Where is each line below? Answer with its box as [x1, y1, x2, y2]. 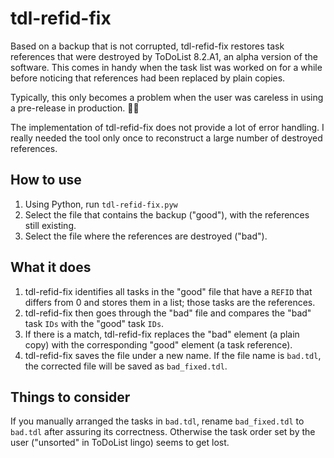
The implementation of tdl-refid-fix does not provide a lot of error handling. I [10, 121, 325, 133]
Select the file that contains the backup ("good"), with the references [24, 208, 310, 221]
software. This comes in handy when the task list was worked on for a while [10, 61, 323, 73]
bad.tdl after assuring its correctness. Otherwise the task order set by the [10, 426, 316, 438]
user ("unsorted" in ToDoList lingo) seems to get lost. [10, 437, 230, 449]
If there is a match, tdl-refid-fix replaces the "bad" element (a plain [24, 328, 300, 340]
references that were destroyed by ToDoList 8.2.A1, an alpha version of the [10, 50, 318, 62]
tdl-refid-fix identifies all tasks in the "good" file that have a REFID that [24, 285, 313, 297]
